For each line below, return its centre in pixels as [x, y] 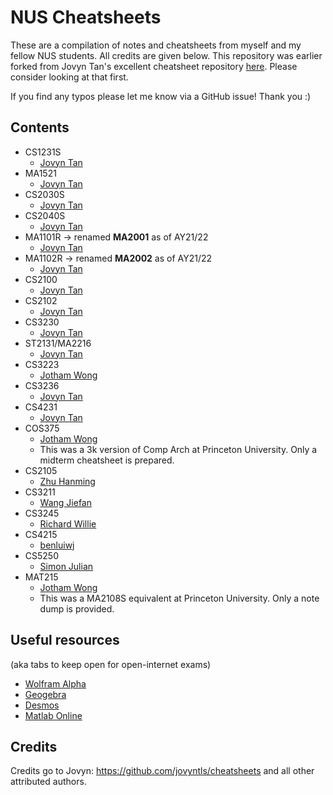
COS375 [42, 428]
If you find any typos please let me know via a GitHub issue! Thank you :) [161, 96]
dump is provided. [77, 608]
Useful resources [65, 640]
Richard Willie [68, 523]
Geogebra [45, 694]
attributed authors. [48, 782]
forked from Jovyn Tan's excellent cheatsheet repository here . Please [154, 66]
